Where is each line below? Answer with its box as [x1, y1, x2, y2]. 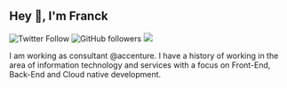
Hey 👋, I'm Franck [9, 9, 108, 24]
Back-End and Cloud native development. [9, 69, 162, 79]
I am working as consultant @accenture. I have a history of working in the [9, 50, 279, 61]
